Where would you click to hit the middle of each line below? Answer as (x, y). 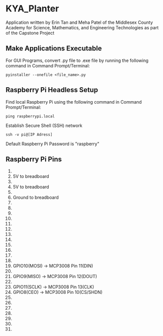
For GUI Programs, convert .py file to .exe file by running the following (77, 60)
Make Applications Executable (54, 48)
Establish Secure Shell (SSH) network (44, 125)
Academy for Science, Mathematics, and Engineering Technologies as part (82, 27)
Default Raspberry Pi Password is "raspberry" (53, 144)
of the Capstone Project (30, 33)
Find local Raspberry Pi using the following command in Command (74, 102)
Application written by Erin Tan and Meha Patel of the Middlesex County (79, 22)
